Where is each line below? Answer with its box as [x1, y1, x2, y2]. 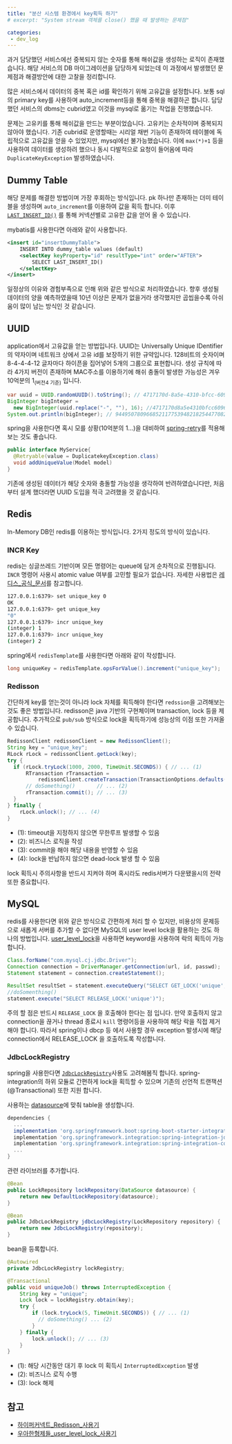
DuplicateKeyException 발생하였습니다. [7, 154, 115, 163]
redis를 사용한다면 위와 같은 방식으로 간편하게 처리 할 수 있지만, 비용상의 [7, 917, 202, 925]
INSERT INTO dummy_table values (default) [19, 246, 144, 252]
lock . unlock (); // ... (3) [32, 1335, 110, 1342]
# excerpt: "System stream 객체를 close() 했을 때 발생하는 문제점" [7, 17, 190, 24]
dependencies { [7, 1114, 51, 1121]
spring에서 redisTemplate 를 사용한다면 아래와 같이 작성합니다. [7, 651, 176, 660]
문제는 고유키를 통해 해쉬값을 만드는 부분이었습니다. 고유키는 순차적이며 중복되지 [7, 119, 223, 128]
